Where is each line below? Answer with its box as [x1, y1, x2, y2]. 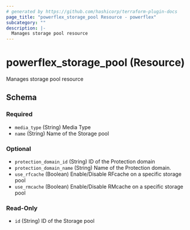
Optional [6, 144, 31, 153]
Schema [6, 93, 37, 103]
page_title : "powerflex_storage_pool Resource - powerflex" [6, 14, 157, 20]
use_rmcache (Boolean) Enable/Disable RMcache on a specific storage [14, 183, 184, 190]
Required [6, 110, 33, 119]
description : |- [6, 25, 46, 31]
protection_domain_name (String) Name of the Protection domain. [14, 165, 172, 172]
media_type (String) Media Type [14, 123, 91, 130]
